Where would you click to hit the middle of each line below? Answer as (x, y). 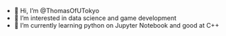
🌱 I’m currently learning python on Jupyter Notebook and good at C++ (117, 25)
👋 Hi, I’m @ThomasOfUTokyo (57, 11)
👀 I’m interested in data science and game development (95, 18)
